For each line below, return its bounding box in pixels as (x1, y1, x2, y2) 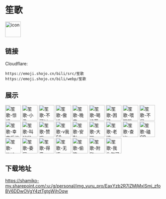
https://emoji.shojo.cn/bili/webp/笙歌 (5, 76, 86, 81)
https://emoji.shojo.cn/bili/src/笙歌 (5, 71, 84, 76)
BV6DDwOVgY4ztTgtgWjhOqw (5, 188, 68, 194)
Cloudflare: (5, 61, 28, 66)
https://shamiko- (5, 178, 39, 184)
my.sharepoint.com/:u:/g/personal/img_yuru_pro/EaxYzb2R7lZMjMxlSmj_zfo (5, 183, 161, 189)
